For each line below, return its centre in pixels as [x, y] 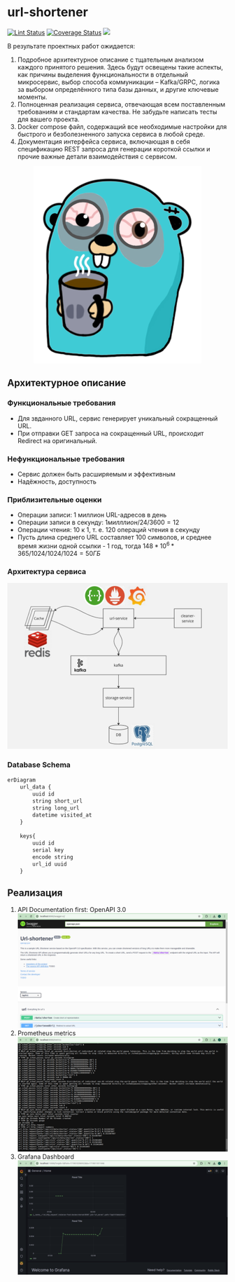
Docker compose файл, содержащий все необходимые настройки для [122, 126]
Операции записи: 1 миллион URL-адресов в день [92, 515]
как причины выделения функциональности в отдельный [103, 74]
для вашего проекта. [49, 119]
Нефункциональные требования [66, 458]
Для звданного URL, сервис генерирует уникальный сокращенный [117, 418]
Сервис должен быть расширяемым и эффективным [97, 474]
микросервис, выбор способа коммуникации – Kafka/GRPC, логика [119, 82]
